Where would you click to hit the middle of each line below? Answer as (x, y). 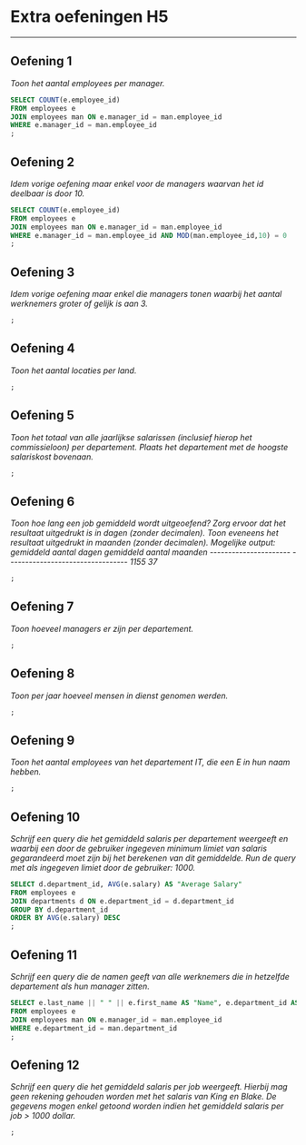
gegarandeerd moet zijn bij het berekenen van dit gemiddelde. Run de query (153, 858)
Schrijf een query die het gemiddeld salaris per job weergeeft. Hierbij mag (149, 1087)
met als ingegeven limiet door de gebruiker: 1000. (103, 867)
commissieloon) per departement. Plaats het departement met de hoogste (149, 447)
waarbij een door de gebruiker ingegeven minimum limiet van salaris (138, 848)
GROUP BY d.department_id (59, 910)
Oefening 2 (43, 162)
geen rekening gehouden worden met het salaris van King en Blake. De (143, 1097)
